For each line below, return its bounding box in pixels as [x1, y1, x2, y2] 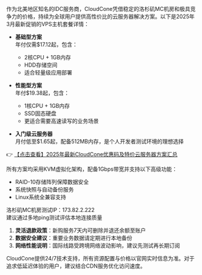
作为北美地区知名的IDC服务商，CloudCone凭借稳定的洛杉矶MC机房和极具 [6, 5, 190, 12]
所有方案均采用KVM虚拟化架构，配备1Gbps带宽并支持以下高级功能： [6, 165, 178, 173]
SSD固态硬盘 [24, 110, 56, 117]
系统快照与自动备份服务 [15, 186, 74, 193]
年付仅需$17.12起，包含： [15, 41, 78, 48]
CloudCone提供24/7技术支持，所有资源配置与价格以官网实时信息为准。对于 [6, 255, 195, 262]
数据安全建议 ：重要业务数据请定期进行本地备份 [15, 234, 132, 241]
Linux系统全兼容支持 [15, 193, 67, 200]
